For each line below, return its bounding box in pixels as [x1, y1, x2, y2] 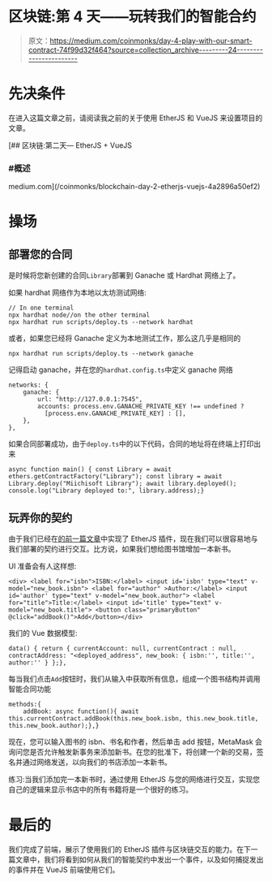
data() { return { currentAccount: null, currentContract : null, [8, 644, 237, 652]
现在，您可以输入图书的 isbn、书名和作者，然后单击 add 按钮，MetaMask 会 [8, 737, 263, 746]
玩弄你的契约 [8, 511, 73, 525]
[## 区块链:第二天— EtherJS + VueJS [8, 140, 132, 150]
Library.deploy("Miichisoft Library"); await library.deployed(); [8, 480, 237, 488]
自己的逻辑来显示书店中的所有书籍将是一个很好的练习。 [8, 785, 193, 794]
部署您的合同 [8, 247, 73, 261]
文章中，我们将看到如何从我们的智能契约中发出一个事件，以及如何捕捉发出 [15, 854, 264, 864]
